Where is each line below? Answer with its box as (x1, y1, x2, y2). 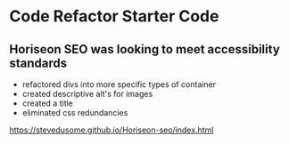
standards (9, 55, 68, 70)
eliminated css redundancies (21, 108, 128, 117)
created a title (21, 98, 74, 108)
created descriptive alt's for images (21, 89, 153, 99)
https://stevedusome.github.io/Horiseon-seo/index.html (9, 124, 214, 135)
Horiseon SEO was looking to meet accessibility (9, 42, 281, 57)
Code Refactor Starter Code (9, 6, 219, 27)
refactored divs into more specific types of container (21, 79, 217, 90)
